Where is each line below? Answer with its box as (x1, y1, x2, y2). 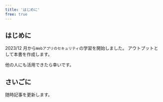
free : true (5, 12, 28, 17)
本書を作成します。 (13, 51, 53, 57)
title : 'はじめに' (5, 7, 41, 12)
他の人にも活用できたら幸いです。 (5, 62, 74, 68)
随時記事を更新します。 (5, 92, 53, 98)
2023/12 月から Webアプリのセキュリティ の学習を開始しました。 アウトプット (5, 45, 154, 51)
